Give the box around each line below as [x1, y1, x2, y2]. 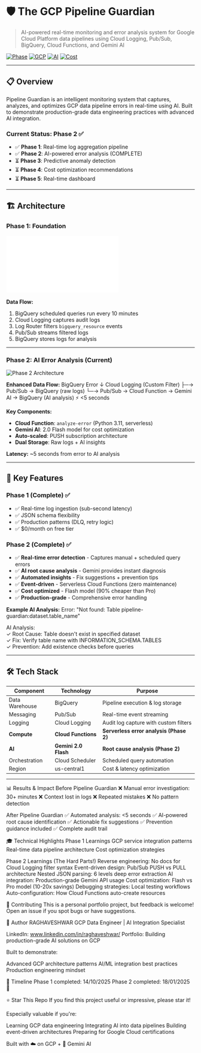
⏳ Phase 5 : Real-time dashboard [14, 175, 96, 183]
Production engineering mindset [6, 966, 86, 973]
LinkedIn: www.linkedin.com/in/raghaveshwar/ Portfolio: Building [6, 930, 166, 937]
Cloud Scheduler [54, 757, 96, 764]
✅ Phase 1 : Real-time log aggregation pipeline [14, 143, 129, 150]
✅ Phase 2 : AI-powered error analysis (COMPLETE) [14, 150, 142, 158]
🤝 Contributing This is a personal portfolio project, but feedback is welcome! [6, 901, 194, 908]
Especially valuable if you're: [6, 1010, 77, 1017]
